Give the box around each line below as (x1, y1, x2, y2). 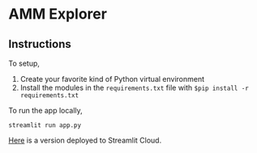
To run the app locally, (8, 106, 83, 115)
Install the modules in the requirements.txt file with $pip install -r (19, 83, 249, 92)
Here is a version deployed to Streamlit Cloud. (8, 135, 162, 145)
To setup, (8, 58, 41, 68)
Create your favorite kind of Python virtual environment (19, 74, 205, 83)
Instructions (8, 37, 71, 51)
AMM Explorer (8, 5, 108, 23)
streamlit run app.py (8, 121, 82, 130)
